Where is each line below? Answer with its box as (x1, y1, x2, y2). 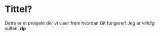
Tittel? (5, 3, 32, 15)
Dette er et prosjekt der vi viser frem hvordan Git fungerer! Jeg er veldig (5, 20, 155, 26)
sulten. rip (5, 25, 26, 31)
